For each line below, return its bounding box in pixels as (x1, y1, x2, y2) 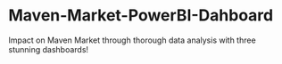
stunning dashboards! (8, 44, 89, 54)
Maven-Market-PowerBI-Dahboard (8, 5, 274, 26)
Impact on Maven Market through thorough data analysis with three (8, 35, 256, 45)
